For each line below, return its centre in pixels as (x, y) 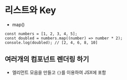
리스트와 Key (30, 10)
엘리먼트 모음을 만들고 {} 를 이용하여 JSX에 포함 (59, 72)
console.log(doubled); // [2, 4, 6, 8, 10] (51, 43)
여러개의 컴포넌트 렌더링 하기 (47, 59)
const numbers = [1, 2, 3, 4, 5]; (41, 34)
